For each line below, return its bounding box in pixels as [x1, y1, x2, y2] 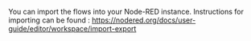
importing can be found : [8, 15, 91, 25]
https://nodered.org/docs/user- [91, 15, 196, 25]
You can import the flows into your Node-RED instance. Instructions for [8, 7, 244, 16]
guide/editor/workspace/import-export [8, 24, 137, 33]
